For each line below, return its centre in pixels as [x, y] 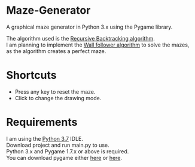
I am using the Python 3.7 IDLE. [45, 138]
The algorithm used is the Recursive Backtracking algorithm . [81, 38]
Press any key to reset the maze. [55, 92]
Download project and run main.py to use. [58, 145]
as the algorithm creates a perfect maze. [56, 51]
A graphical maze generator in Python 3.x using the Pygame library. [89, 27]
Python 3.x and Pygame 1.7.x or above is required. [68, 151]
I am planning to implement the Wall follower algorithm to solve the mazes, [98, 45]
